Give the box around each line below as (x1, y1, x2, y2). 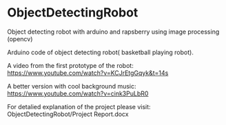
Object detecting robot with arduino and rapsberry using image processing (7, 27, 220, 36)
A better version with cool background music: (7, 82, 136, 90)
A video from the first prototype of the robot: (7, 61, 134, 69)
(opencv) (7, 34, 33, 43)
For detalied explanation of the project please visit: (7, 102, 151, 111)
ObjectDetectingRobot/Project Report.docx (7, 110, 129, 118)
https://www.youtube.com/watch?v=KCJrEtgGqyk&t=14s (7, 69, 169, 77)
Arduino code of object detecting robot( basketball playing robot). (7, 48, 194, 56)
